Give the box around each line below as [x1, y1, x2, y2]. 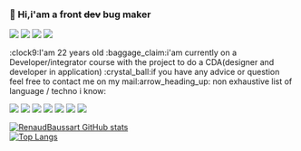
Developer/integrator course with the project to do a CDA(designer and [9, 57, 275, 68]
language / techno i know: [9, 86, 107, 97]
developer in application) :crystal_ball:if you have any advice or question [9, 67, 280, 78]
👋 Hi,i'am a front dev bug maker [9, 8, 151, 21]
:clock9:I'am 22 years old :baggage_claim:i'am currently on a [9, 47, 238, 58]
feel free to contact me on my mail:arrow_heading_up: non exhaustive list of [9, 76, 293, 87]
